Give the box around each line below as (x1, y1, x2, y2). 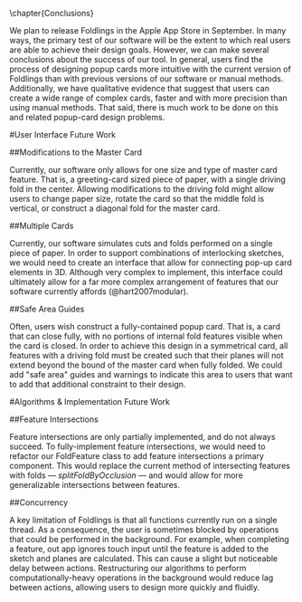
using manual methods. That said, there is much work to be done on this (9, 102, 278, 112)
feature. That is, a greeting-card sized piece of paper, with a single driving (9, 174, 287, 185)
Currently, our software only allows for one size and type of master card (9, 165, 278, 175)
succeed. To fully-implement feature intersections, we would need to (9, 441, 266, 452)
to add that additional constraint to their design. (9, 379, 186, 389)
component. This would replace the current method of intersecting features (9, 461, 291, 471)
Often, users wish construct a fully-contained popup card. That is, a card (9, 321, 280, 331)
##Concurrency (9, 497, 69, 508)
